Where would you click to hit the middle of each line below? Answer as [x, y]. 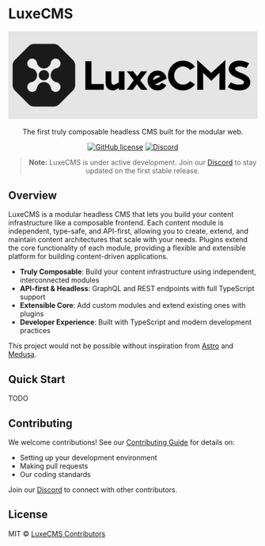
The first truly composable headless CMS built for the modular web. [133, 131]
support [32, 297]
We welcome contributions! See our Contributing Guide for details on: [121, 442]
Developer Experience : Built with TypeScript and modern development [135, 322]
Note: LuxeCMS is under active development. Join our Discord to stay [143, 162]
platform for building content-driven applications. [88, 256]
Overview [33, 196]
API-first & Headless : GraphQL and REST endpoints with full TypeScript [137, 289]
